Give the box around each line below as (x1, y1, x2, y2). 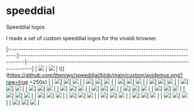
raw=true (6, 78, 29, 85)
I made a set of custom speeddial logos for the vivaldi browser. (6, 34, 158, 41)
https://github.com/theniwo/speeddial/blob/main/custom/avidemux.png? (8, 71, 183, 78)
